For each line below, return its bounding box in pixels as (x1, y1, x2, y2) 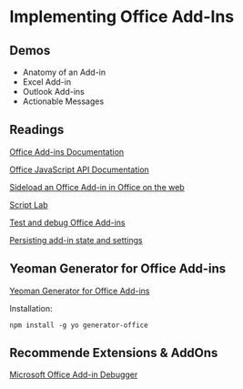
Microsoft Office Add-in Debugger (9, 369, 138, 380)
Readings (9, 122, 65, 138)
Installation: (9, 302, 53, 313)
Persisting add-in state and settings (9, 234, 143, 245)
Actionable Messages (22, 96, 105, 107)
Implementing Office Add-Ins (9, 6, 235, 27)
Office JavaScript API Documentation (9, 164, 150, 175)
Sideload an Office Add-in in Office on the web (9, 181, 185, 192)
